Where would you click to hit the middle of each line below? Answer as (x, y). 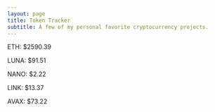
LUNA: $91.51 (27, 61)
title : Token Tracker (39, 20)
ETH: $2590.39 (29, 47)
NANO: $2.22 (27, 74)
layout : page (26, 14)
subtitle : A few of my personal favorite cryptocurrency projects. (108, 27)
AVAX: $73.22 (27, 101)
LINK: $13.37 (26, 88)
